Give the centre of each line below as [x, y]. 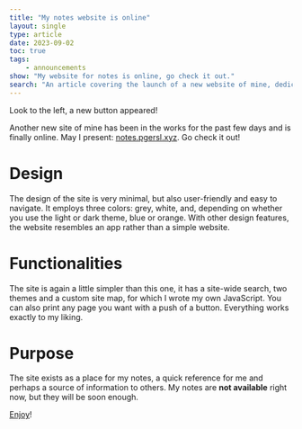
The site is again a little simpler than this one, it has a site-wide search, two [148, 288]
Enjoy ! [21, 415]
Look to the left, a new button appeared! [84, 110]
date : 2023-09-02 [42, 43]
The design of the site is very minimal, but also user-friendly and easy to [143, 198]
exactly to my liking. [46, 317]
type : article [36, 34]
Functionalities [66, 263]
